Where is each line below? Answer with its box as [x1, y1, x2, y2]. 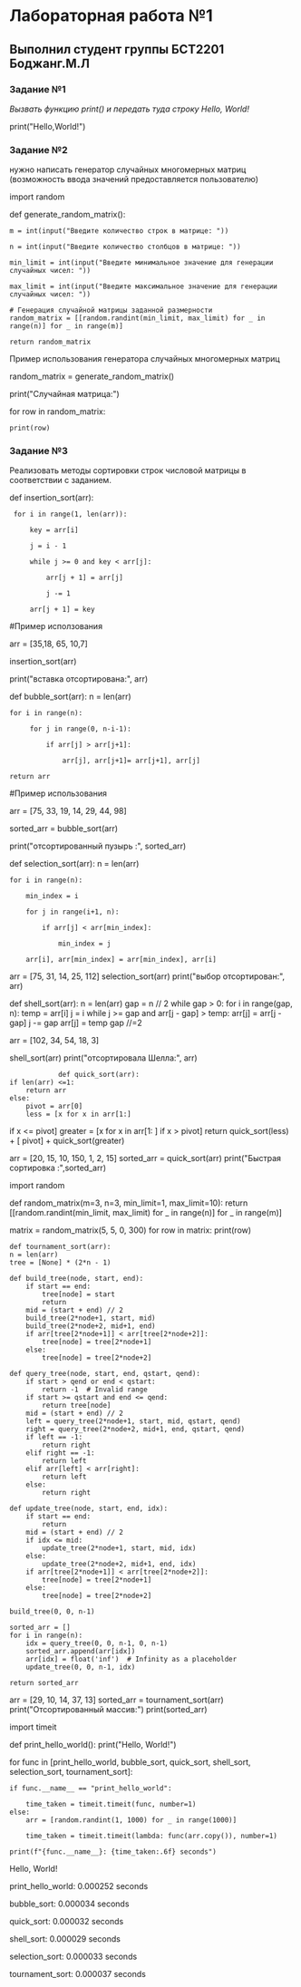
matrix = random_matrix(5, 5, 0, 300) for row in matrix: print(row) [9, 1225, 252, 1236]
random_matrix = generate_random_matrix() [9, 371, 175, 382]
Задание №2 [9, 143, 68, 156]
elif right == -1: [25, 1449, 95, 1458]
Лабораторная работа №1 [9, 5, 213, 26]
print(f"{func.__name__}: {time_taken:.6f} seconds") [9, 1847, 218, 1856]
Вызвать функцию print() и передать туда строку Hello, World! [9, 103, 249, 114]
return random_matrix [9, 337, 92, 347]
